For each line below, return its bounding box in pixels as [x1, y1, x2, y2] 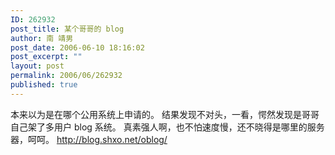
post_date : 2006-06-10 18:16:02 [10, 42, 145, 53]
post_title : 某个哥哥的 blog [10, 24, 125, 34]
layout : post [10, 61, 65, 71]
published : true [10, 80, 78, 90]
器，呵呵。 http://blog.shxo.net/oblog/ [10, 133, 168, 145]
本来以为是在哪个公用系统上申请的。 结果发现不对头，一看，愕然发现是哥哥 [10, 108, 320, 120]
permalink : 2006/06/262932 [10, 71, 123, 81]
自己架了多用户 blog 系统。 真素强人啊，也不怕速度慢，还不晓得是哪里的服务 [10, 121, 325, 133]
